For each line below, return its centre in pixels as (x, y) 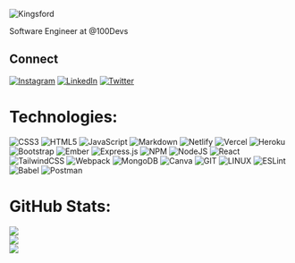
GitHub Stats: (60, 206)
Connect (34, 59)
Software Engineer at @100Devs (69, 31)
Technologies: (63, 117)
